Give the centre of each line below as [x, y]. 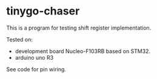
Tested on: [20, 39]
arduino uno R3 [34, 57]
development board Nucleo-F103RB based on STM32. [82, 51]
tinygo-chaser [43, 11]
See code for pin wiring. [36, 69]
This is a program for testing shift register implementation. [79, 28]
